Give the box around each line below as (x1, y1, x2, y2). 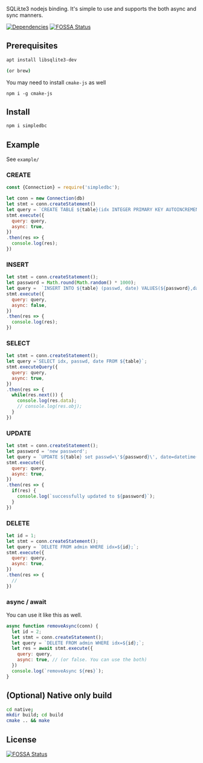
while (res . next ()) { (11, 392, 63, 398)
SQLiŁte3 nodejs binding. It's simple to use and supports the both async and (6, 5, 196, 12)
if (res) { (11, 488, 36, 494)
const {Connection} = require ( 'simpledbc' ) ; (6, 185, 120, 191)
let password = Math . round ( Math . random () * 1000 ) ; (6, 280, 137, 286)
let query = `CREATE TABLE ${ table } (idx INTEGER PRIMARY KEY (6, 206, 164, 212)
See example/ (6, 156, 39, 163)
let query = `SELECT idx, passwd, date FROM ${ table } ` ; (6, 358, 147, 365)
